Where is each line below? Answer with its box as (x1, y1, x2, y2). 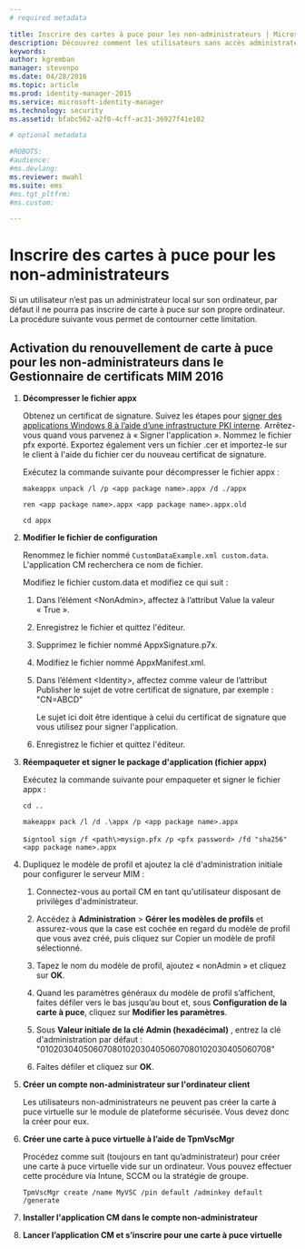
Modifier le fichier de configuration (22, 532, 158, 542)
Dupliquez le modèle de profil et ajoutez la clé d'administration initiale (22, 859, 283, 870)
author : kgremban (9, 55, 75, 65)
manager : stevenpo (9, 64, 79, 73)
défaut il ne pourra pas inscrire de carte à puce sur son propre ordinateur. (9, 304, 286, 315)
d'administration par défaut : (35, 1034, 143, 1044)
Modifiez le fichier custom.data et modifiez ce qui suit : (22, 577, 229, 588)
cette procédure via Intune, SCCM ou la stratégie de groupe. (22, 1171, 249, 1181)
